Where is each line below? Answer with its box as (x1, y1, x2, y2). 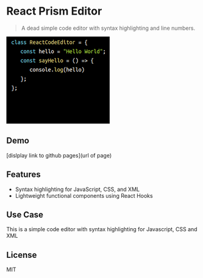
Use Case (6, 209, 44, 220)
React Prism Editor (6, 4, 102, 18)
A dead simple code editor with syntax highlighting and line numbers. (21, 24, 196, 32)
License (6, 249, 37, 260)
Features (6, 169, 41, 180)
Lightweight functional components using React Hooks (15, 192, 154, 199)
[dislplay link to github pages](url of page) (6, 151, 112, 159)
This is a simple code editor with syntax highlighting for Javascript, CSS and (6, 226, 198, 233)
